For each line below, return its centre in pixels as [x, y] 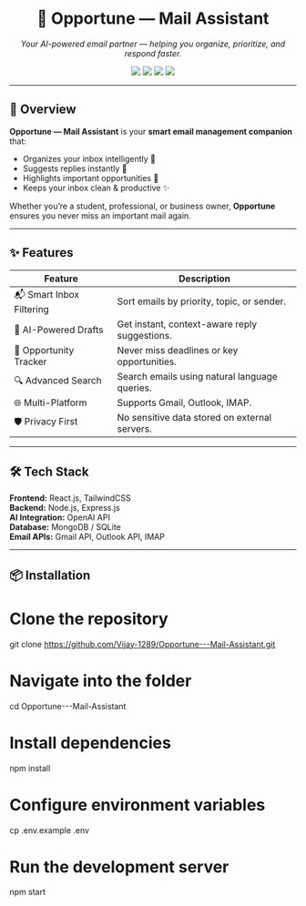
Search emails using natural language [197, 376]
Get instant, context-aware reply [187, 324]
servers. [134, 429]
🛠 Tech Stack [49, 471]
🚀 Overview [43, 110]
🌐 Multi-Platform [51, 402]
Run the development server [119, 866]
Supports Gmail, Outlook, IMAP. [184, 402]
